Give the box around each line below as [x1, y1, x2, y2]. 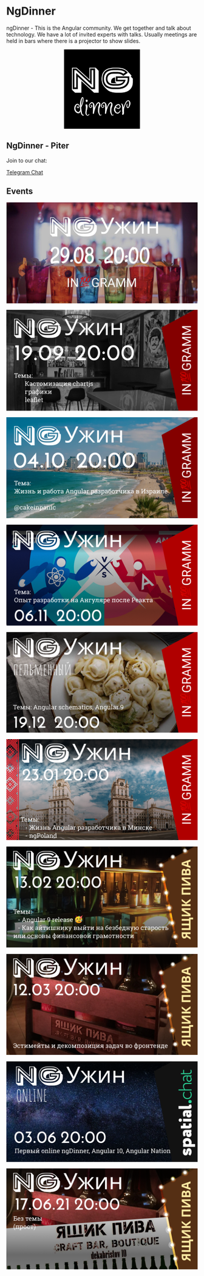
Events [6, 186, 33, 196]
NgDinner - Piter [6, 141, 69, 151]
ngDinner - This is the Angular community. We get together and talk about [6, 24, 191, 32]
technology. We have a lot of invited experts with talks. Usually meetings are [6, 30, 197, 38]
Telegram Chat [6, 168, 44, 176]
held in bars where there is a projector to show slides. [6, 37, 141, 44]
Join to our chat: [6, 157, 47, 164]
